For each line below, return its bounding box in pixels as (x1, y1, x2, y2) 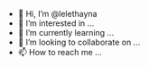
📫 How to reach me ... (17, 47, 102, 57)
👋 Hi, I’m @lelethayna (17, 9, 98, 19)
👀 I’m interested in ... (17, 18, 95, 29)
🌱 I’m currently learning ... (17, 28, 115, 37)
